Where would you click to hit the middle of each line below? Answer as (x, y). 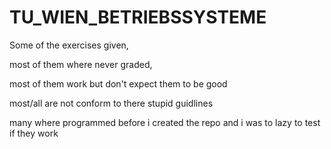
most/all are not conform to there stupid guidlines (111, 103)
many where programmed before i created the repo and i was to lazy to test (165, 122)
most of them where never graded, (81, 64)
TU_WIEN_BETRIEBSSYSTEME (138, 17)
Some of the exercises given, (69, 45)
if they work (34, 133)
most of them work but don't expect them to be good (118, 83)
